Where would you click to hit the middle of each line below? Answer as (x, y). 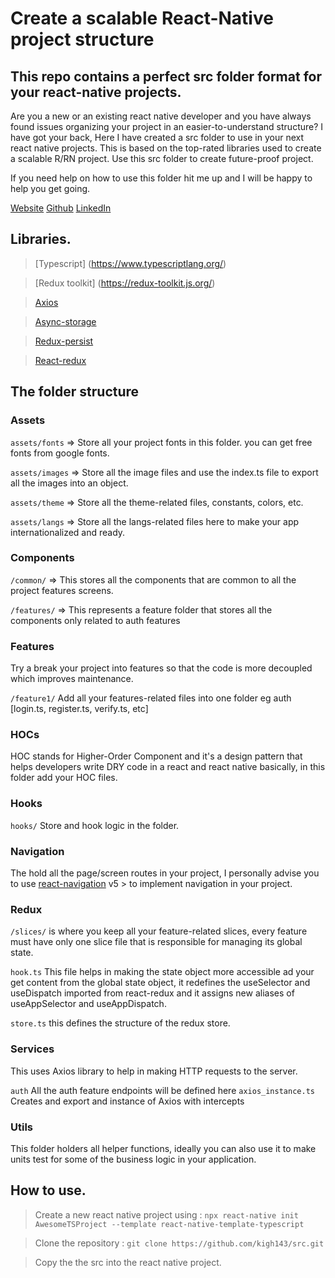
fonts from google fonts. (60, 453)
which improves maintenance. (72, 679)
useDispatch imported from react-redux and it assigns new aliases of (152, 993)
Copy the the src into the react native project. (128, 1262)
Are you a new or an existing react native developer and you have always (161, 116)
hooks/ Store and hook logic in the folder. (95, 825)
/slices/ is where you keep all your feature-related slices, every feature (159, 931)
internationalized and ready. (68, 532)
